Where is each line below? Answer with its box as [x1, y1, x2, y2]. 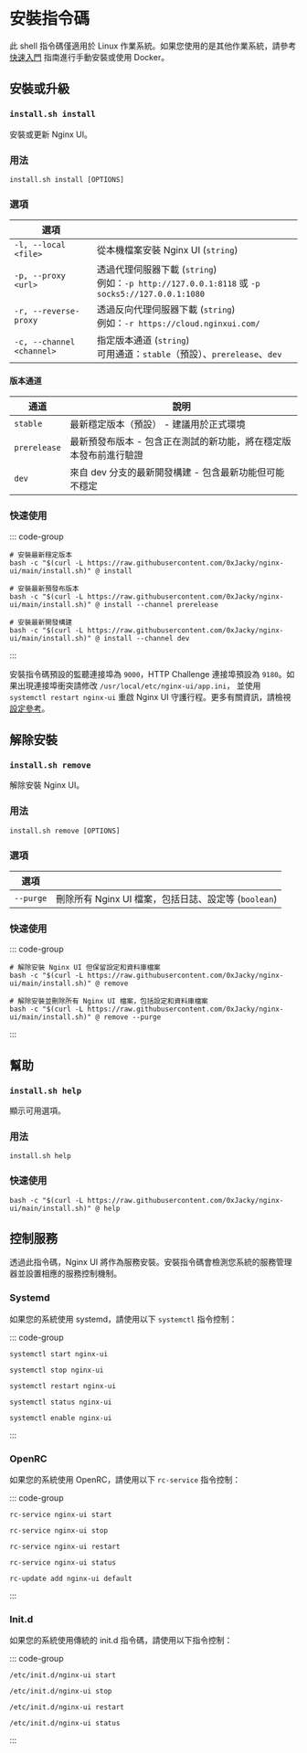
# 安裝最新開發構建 [9, 618, 73, 627]
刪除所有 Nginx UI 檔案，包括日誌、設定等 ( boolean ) [56, 893, 278, 905]
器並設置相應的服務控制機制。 [9, 1268, 122, 1280]
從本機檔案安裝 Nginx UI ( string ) [97, 244, 238, 257]
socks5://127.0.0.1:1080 [97, 289, 206, 300]
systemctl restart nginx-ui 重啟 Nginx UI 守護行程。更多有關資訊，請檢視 [9, 691, 291, 702]
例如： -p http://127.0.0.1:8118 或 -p [97, 277, 260, 290]
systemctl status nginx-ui [9, 1397, 112, 1407]
